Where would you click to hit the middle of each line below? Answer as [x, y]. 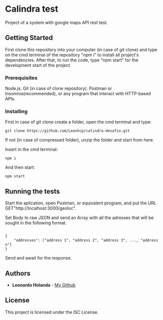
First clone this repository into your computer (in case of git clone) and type [81, 49]
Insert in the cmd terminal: [31, 149]
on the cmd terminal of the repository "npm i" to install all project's [72, 55]
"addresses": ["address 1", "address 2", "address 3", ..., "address [86, 240]
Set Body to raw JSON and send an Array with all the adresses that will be [79, 218]
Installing [16, 111]
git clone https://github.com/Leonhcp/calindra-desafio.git [68, 131]
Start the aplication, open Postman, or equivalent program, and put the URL [81, 203]
